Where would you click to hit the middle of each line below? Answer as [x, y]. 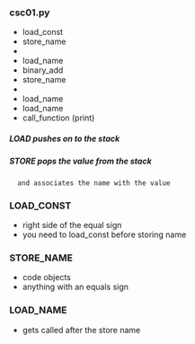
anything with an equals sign [75, 287]
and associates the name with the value [94, 183]
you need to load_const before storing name [104, 234]
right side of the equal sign [72, 225]
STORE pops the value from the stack [81, 161]
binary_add [43, 70]
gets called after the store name [81, 330]
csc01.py [30, 13]
